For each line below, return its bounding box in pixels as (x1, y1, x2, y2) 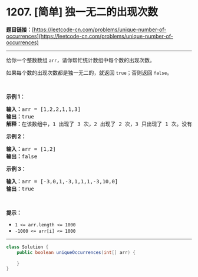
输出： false (6, 153, 38, 160)
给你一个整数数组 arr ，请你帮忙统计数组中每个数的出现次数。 (6, 57, 155, 64)
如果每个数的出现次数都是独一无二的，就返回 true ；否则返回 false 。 (6, 69, 173, 76)
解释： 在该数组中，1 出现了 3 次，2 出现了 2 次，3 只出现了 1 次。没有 (6, 120, 193, 127)
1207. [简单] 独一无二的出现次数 (6, 5, 158, 19)
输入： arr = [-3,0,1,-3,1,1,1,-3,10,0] (6, 178, 118, 184)
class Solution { (6, 244, 49, 250)
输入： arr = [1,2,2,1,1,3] (6, 105, 81, 113)
